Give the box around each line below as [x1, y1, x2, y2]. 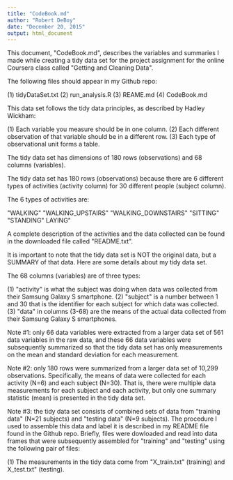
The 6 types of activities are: [7, 195, 89, 204]
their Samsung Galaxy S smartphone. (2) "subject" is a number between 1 [7, 292, 218, 301]
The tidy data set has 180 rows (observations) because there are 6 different [7, 174, 224, 183]
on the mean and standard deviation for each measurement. [7, 350, 179, 359]
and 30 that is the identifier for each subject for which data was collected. [7, 300, 219, 308]
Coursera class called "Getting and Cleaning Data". [7, 63, 154, 72]
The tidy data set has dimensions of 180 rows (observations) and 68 [7, 153, 202, 162]
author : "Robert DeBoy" [7, 17, 77, 24]
